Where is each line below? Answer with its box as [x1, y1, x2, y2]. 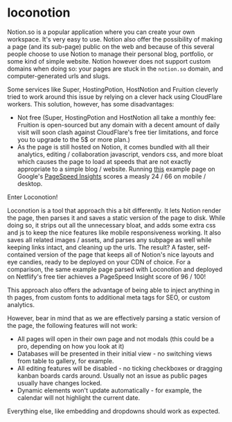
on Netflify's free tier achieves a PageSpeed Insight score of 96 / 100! [7, 272, 206, 281]
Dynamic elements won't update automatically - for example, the [17, 386, 202, 394]
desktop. [17, 179, 43, 187]
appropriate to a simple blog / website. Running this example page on [17, 165, 216, 173]
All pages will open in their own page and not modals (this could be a [17, 334, 215, 343]
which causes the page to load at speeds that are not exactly [17, 157, 192, 165]
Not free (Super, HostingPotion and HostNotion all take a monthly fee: [17, 113, 216, 122]
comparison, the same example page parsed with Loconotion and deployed [7, 265, 223, 273]
